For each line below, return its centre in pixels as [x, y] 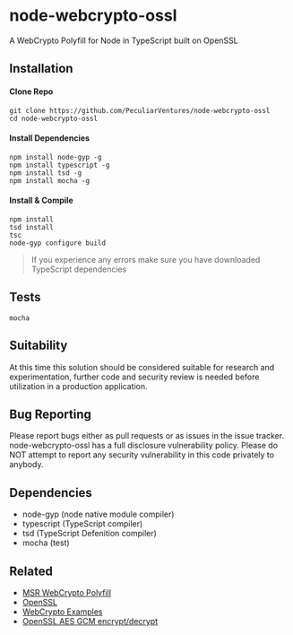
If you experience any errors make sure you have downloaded [146, 259]
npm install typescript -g [60, 165]
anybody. [26, 465]
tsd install [31, 227]
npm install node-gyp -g [56, 157]
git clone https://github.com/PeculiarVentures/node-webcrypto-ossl [140, 110]
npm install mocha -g [50, 180]
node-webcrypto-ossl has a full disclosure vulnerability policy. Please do [144, 446]
